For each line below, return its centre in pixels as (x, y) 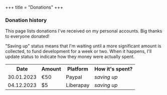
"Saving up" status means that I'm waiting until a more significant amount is (83, 46)
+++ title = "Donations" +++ (34, 7)
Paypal (74, 77)
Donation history (26, 20)
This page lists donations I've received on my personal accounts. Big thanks (84, 31)
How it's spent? (114, 69)
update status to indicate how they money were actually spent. (70, 56)
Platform (78, 69)
